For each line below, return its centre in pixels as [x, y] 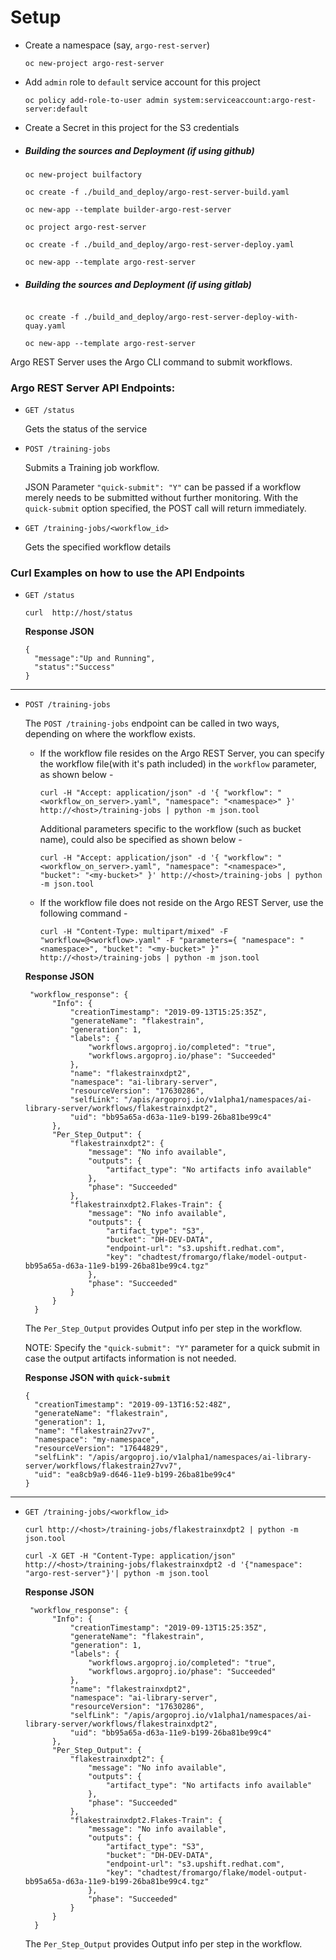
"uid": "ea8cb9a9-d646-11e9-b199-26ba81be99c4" [135, 1475]
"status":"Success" [74, 667]
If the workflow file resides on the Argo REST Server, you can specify [182, 753]
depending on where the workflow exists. [110, 734]
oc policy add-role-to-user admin [96, 100]
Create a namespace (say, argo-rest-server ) [117, 45]
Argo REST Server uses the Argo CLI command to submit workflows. [151, 362]
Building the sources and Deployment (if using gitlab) [138, 284]
